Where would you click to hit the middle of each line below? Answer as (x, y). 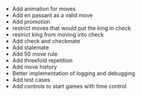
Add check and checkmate (46, 41)
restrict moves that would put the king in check (71, 28)
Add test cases (31, 80)
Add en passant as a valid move (52, 15)
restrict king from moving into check (58, 35)
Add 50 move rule (35, 54)
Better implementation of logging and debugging (74, 73)
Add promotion (31, 22)
